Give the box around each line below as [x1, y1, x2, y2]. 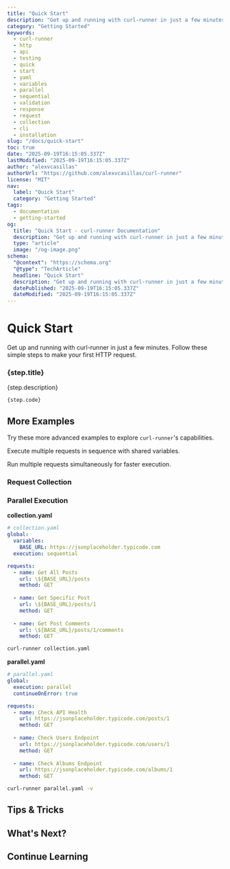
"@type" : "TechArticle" [13, 265, 81, 272]
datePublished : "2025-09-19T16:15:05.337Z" [13, 284, 139, 292]
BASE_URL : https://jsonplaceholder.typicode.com [19, 544, 161, 551]
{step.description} [7, 383, 58, 392]
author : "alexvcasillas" [7, 163, 78, 170]
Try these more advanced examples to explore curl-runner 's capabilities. [7, 433, 214, 442]
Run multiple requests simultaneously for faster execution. [7, 460, 171, 469]
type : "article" [13, 240, 60, 247]
